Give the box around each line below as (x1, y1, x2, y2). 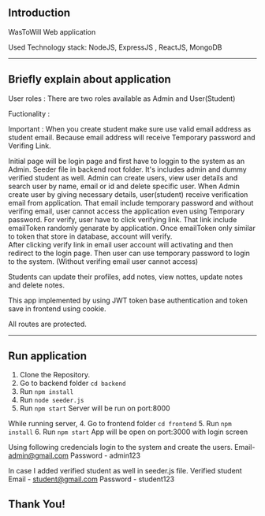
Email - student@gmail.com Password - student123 (8, 474, 175, 484)
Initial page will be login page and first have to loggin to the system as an (8, 156, 245, 165)
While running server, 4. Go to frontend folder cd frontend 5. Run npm (8, 419, 232, 429)
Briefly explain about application (8, 72, 171, 86)
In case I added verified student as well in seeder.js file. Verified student (8, 466, 242, 476)
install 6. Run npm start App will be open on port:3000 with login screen (8, 427, 248, 436)
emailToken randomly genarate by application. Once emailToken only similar (8, 223, 256, 232)
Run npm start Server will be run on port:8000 (19, 403, 171, 413)
